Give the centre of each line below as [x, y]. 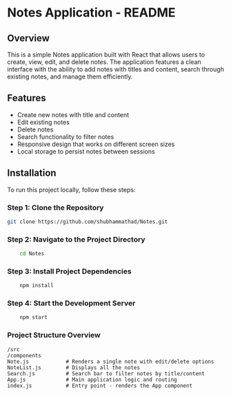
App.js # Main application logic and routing [92, 379]
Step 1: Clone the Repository [56, 207]
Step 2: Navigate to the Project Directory [76, 239]
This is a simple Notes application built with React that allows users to [106, 54]
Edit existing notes [43, 122]
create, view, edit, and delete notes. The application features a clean [104, 62]
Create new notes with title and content [73, 114]
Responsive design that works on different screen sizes [96, 144]
